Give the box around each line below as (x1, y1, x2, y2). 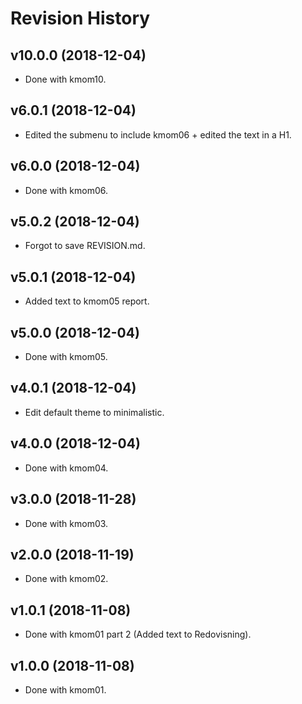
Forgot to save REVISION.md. (24, 240, 146, 252)
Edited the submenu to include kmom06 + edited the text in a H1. (24, 128, 292, 141)
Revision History (10, 7, 151, 30)
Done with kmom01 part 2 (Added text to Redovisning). (24, 628, 252, 641)
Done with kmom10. (24, 73, 107, 85)
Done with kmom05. (24, 351, 108, 363)
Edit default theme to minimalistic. (24, 406, 165, 418)
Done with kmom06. (24, 184, 108, 196)
